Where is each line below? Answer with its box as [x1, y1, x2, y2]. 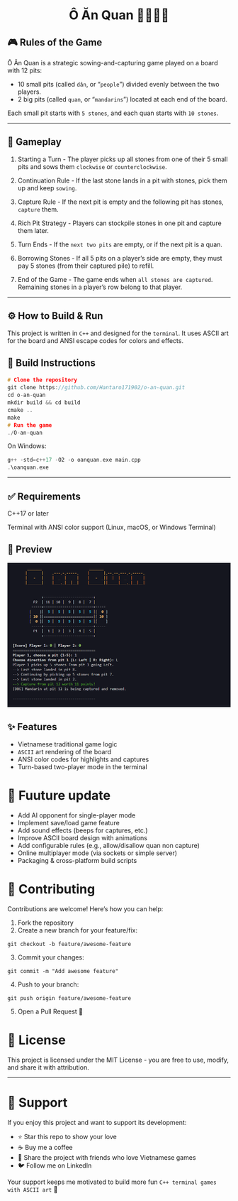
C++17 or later [7, 509, 50, 518]
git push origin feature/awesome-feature [7, 994, 132, 1001]
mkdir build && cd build [7, 399, 81, 406]
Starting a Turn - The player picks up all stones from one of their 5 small [17, 155, 228, 163]
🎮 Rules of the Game [7, 36, 103, 48]
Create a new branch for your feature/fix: [17, 925, 138, 934]
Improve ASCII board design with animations [17, 833, 147, 842]
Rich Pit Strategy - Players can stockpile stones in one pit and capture [17, 219, 222, 227]
